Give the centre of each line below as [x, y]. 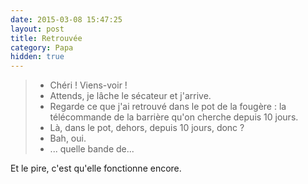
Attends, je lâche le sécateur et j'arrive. [130, 96]
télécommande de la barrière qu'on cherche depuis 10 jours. [174, 117]
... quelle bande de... [92, 149]
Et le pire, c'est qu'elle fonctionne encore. [96, 168]
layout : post [37, 29]
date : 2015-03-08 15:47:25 [66, 19]
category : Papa [42, 47]
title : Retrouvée [46, 38]
